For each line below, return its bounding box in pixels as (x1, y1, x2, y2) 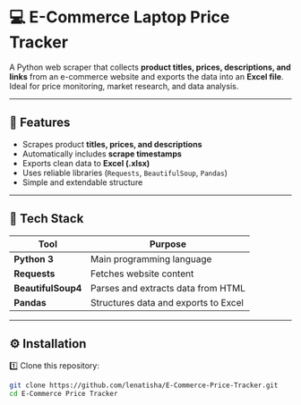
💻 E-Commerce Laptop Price (9, 7, 230, 28)
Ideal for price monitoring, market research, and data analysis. (9, 80, 239, 91)
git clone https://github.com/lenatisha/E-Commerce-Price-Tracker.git (9, 381, 279, 390)
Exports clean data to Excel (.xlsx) (21, 157, 150, 168)
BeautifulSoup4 (13, 282, 82, 294)
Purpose (149, 238, 186, 250)
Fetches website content (90, 267, 194, 280)
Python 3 (13, 252, 54, 265)
